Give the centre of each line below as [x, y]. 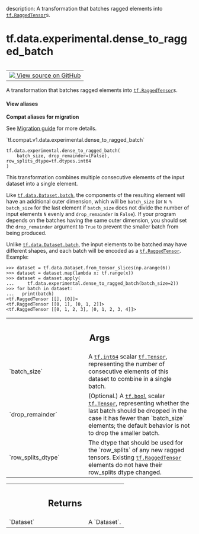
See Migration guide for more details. [52, 128]
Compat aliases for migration [43, 117]
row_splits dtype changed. [125, 472]
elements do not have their [126, 465]
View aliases [22, 104]
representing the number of [127, 364]
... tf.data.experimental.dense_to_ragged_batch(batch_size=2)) [92, 284]
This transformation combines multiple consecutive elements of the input [95, 177]
